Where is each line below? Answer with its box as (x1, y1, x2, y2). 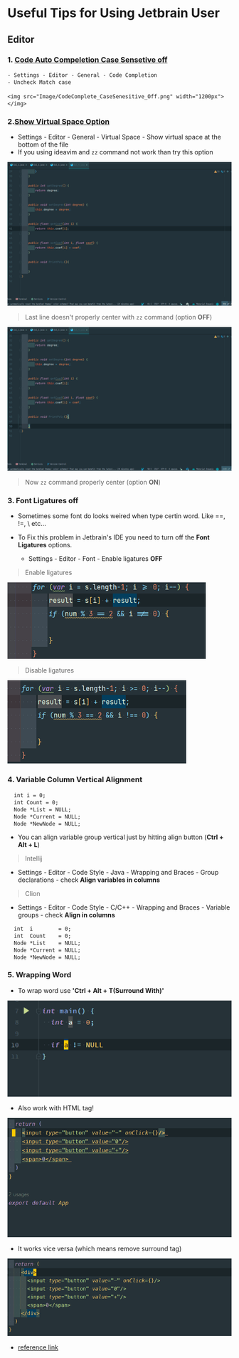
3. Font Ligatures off (7, 495, 79, 505)
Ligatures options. (17, 541, 73, 549)
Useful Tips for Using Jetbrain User (7, 5, 221, 21)
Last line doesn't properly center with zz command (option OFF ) (24, 313, 213, 322)
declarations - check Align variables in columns (17, 875, 160, 884)
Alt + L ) (17, 840, 41, 848)
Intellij (24, 854, 43, 863)
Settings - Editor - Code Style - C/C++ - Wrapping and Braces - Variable (17, 902, 230, 912)
